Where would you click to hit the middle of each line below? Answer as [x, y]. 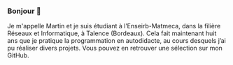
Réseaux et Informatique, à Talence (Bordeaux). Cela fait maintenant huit [112, 33]
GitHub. [18, 55]
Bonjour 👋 [24, 11]
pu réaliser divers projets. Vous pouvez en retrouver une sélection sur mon [115, 48]
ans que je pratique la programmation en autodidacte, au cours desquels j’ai [116, 41]
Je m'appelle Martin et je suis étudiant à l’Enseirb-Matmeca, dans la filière [114, 26]
